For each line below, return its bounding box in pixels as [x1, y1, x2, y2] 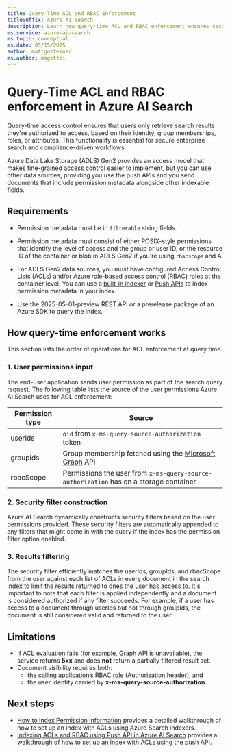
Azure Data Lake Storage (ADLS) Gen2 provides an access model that [7, 156, 205, 164]
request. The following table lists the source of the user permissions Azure [7, 385, 218, 393]
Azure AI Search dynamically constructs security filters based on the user [7, 513, 216, 521]
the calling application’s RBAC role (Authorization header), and [27, 671, 203, 679]
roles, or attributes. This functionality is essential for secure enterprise [7, 136, 205, 144]
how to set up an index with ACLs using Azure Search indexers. [16, 724, 196, 732]
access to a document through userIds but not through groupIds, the [7, 604, 201, 612]
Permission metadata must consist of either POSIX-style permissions [16, 237, 212, 245]
